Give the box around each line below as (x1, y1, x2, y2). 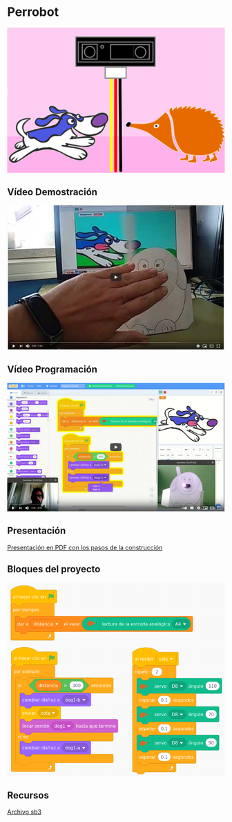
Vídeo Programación (7, 364, 98, 376)
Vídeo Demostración (7, 186, 98, 198)
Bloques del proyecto (7, 563, 101, 575)
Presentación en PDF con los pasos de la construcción (7, 543, 163, 551)
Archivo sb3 (7, 807, 41, 816)
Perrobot (7, 4, 59, 20)
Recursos (7, 789, 50, 801)
